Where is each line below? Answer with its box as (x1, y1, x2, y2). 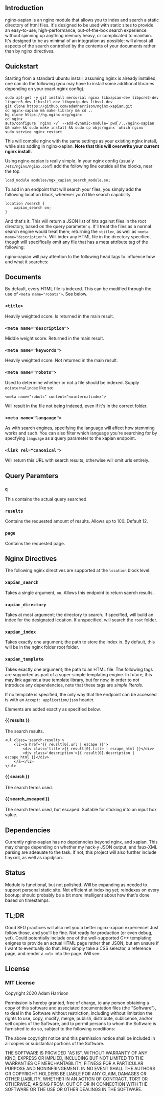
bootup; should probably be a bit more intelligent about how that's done (5, 892, 150, 898)
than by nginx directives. (5, 48, 55, 54)
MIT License (5, 979, 35, 986)
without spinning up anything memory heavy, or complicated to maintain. (5, 32, 153, 38)
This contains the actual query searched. (5, 496, 88, 502)
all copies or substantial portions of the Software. (5, 1041, 104, 1047)
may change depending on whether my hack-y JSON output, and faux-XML (5, 844, 158, 850)
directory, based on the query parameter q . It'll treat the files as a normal (5, 223, 152, 229)
